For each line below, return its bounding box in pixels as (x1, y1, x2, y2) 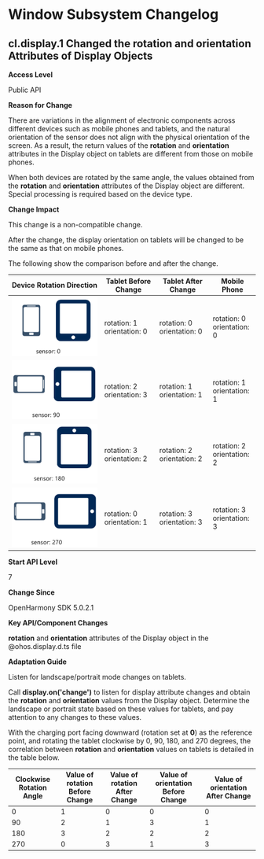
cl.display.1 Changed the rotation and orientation (8, 37, 251, 50)
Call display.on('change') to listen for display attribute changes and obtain (8, 687, 251, 697)
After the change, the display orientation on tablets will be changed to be (8, 235, 244, 245)
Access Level (8, 70, 53, 79)
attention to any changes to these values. (8, 712, 142, 721)
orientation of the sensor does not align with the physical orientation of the (8, 132, 250, 142)
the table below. (8, 753, 60, 762)
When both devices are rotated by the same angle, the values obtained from (8, 173, 255, 182)
